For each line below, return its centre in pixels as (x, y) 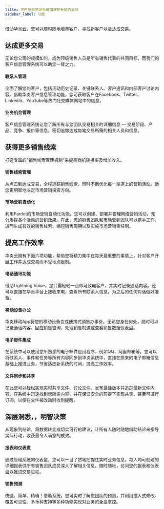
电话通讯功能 (18, 274)
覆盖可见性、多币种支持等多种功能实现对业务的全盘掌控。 (63, 502)
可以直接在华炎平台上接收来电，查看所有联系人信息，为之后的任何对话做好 (80, 292)
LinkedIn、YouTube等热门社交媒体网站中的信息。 (54, 100)
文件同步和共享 (20, 376)
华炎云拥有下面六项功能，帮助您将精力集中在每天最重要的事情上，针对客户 (80, 255)
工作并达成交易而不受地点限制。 (41, 261)
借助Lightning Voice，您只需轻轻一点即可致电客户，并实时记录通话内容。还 (81, 285)
